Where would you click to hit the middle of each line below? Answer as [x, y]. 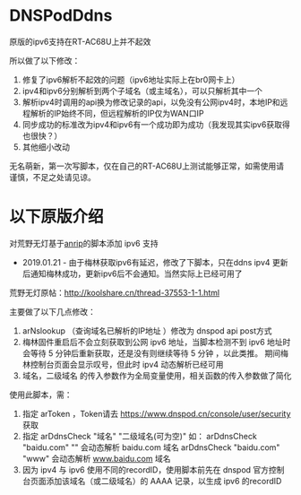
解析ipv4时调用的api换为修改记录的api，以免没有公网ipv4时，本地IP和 [151, 102]
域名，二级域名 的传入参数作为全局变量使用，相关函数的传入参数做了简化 [157, 375]
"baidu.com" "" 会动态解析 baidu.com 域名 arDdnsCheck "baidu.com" [151, 447]
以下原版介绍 [57, 217]
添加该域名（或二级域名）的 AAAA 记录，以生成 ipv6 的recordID [164, 481]
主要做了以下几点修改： [52, 311]
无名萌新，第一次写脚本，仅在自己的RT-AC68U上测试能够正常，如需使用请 [147, 166]
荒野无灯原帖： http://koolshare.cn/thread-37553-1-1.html [115, 292]
